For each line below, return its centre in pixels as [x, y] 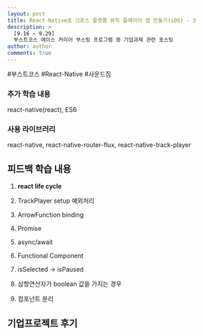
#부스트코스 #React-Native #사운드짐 [59, 74]
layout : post [26, 14]
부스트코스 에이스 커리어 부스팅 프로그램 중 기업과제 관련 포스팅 [93, 40]
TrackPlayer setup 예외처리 [56, 201]
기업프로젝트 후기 [42, 323]
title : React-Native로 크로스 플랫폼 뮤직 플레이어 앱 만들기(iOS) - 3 [102, 20]
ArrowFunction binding [51, 215]
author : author [30, 46]
